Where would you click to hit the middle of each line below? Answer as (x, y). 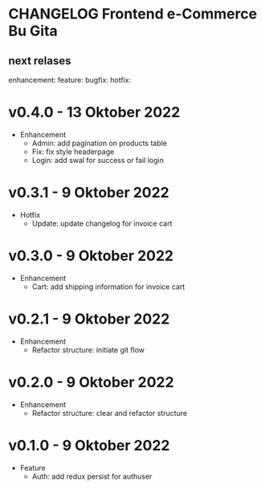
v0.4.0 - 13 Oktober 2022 (94, 112)
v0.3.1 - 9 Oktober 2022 (89, 193)
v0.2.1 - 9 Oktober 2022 (89, 319)
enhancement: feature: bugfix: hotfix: (69, 80)
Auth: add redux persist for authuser (92, 476)
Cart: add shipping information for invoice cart (108, 287)
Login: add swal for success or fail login (98, 160)
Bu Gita (33, 31)
